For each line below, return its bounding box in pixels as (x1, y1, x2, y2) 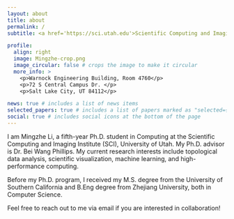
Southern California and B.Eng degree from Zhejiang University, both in (7, 183, 211, 191)
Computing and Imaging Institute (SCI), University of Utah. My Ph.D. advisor (7, 139, 225, 148)
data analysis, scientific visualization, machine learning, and (7, 154, 180, 163)
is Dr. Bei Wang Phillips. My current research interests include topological (7, 147, 218, 156)
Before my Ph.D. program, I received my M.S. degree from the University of (7, 175, 223, 183)
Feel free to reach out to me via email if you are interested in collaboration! (7, 204, 221, 212)
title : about (7, 17, 45, 24)
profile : (7, 43, 33, 50)
